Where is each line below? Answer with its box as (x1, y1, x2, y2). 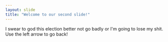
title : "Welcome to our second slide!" (5, 12, 90, 17)
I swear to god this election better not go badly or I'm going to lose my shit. (5, 25, 163, 31)
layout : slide (5, 7, 36, 12)
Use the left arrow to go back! (5, 31, 68, 37)
